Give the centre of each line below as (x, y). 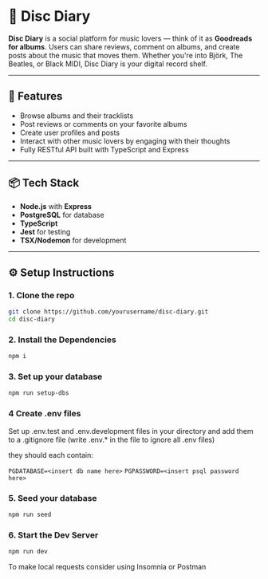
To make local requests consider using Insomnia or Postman (107, 566)
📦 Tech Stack (44, 183)
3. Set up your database (55, 376)
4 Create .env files (45, 414)
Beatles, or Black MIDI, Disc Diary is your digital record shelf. (108, 64)
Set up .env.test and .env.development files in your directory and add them (131, 431)
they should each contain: (51, 455)
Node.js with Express (55, 206)
